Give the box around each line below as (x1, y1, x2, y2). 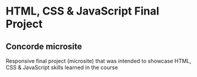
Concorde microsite (5, 41, 82, 52)
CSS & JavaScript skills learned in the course (5, 64, 118, 71)
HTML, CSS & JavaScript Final (5, 4, 159, 18)
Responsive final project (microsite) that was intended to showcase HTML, (5, 58, 192, 64)
